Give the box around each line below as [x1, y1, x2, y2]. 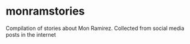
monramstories [5, 4, 85, 18]
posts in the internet [5, 31, 56, 38]
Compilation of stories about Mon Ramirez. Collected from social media [5, 24, 185, 32]
